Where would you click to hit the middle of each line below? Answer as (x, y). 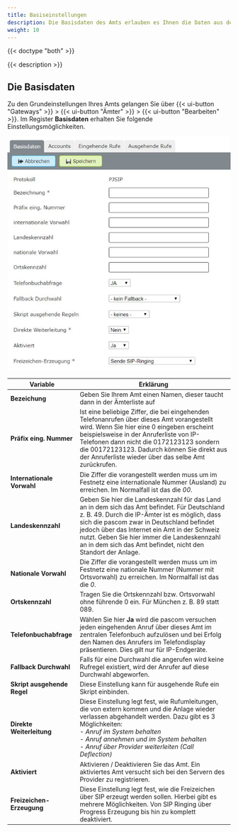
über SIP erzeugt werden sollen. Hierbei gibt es (148, 797)
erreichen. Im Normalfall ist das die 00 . (136, 490)
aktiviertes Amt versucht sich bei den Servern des (152, 772)
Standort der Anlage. (110, 552)
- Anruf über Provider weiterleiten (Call (137, 747)
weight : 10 (23, 30)
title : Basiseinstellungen (47, 15)
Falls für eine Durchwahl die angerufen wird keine (152, 659)
